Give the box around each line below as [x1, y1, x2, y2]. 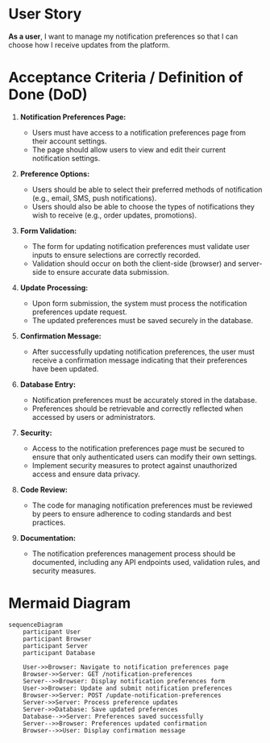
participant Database [23, 649, 95, 657]
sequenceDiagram [8, 621, 63, 629]
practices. [31, 517, 66, 527]
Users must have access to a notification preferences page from [31, 127, 247, 137]
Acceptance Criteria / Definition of [8, 68, 243, 87]
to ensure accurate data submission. [48, 267, 169, 276]
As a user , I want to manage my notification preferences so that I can [8, 31, 239, 41]
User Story [8, 5, 82, 23]
